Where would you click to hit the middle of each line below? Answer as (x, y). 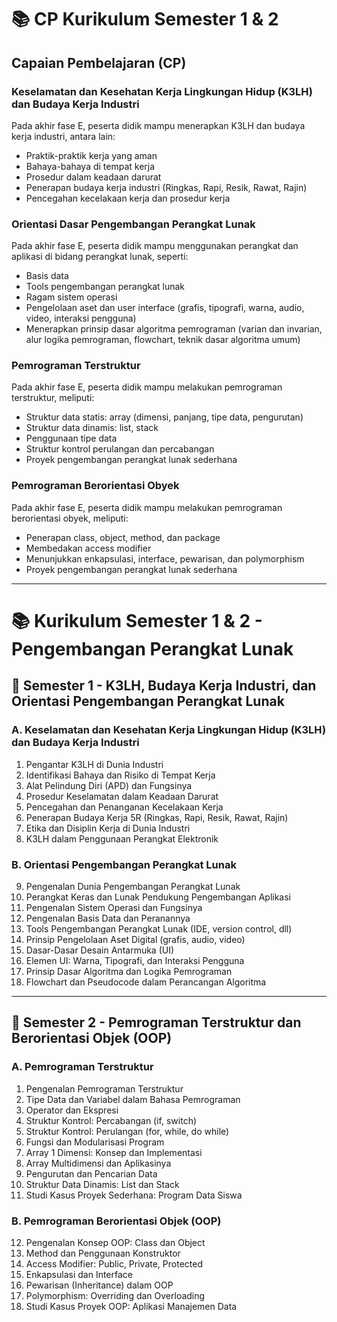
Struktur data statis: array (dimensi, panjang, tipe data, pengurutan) (164, 417)
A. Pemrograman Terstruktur (82, 1067)
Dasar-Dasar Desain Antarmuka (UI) (100, 950)
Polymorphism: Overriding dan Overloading (115, 1295)
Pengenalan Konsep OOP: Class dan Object (115, 1242)
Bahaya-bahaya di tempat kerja (90, 166)
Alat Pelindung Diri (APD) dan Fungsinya (109, 785)
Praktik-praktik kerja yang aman (91, 155)
